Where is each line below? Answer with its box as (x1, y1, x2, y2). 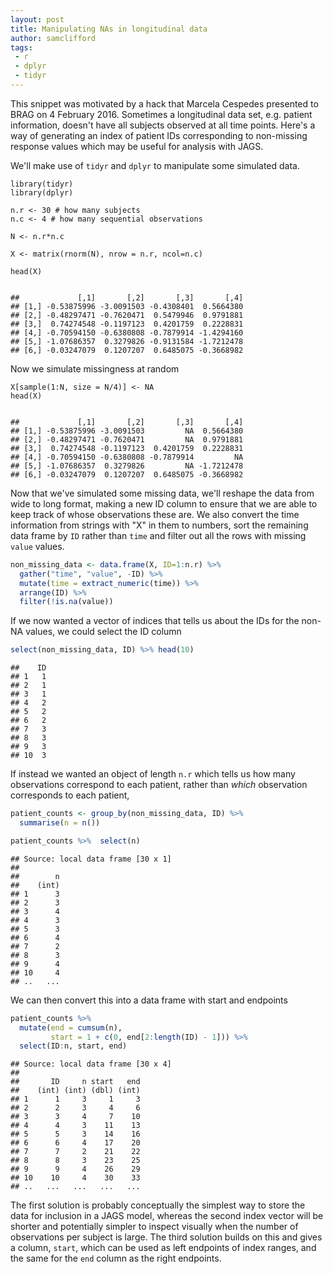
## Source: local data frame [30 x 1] (10, 854, 172, 864)
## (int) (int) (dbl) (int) (10, 1086, 141, 1096)
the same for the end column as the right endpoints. (10, 1252, 222, 1265)
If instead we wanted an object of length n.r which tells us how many (10, 768, 296, 780)
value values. (10, 540, 65, 552)
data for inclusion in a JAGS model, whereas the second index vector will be (10, 1210, 324, 1222)
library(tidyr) (10, 179, 74, 189)
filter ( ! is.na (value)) (19, 597, 114, 607)
